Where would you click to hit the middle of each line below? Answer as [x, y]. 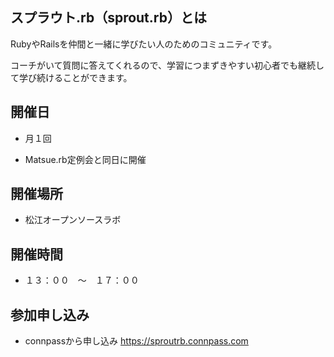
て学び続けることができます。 [71, 77]
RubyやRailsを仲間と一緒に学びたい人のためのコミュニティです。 [144, 44]
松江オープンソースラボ [73, 220]
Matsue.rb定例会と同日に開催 [85, 159]
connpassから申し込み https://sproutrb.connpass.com [136, 341]
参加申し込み [50, 314]
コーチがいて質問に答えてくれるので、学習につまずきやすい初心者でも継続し [167, 65]
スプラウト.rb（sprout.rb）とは [108, 18]
